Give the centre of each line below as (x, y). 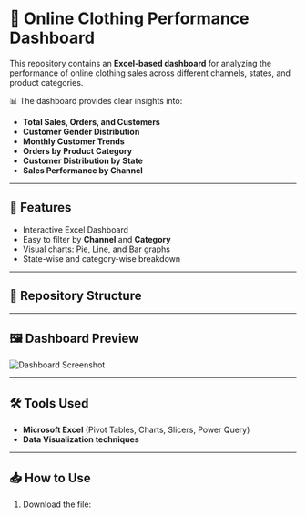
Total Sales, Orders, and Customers (92, 121)
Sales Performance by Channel (82, 170)
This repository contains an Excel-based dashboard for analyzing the (140, 63)
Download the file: (57, 504)
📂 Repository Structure (76, 296)
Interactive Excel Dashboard (76, 229)
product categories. (46, 82)
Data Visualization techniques (81, 439)
